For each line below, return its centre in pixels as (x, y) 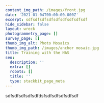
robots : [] (21, 72)
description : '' (27, 62)
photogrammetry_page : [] (32, 34)
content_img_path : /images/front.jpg (45, 10)
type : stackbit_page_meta (37, 81)
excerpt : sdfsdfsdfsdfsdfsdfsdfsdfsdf (46, 19)
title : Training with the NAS (37, 53)
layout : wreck (20, 29)
